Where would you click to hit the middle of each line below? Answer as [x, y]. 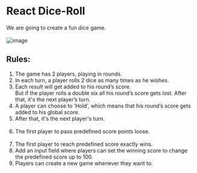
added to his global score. [47, 112]
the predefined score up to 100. [54, 157]
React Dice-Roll [46, 11]
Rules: [18, 59]
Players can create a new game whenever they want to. [84, 163]
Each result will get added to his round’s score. [73, 86]
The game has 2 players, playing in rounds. [68, 74]
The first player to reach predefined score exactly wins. [84, 144]
